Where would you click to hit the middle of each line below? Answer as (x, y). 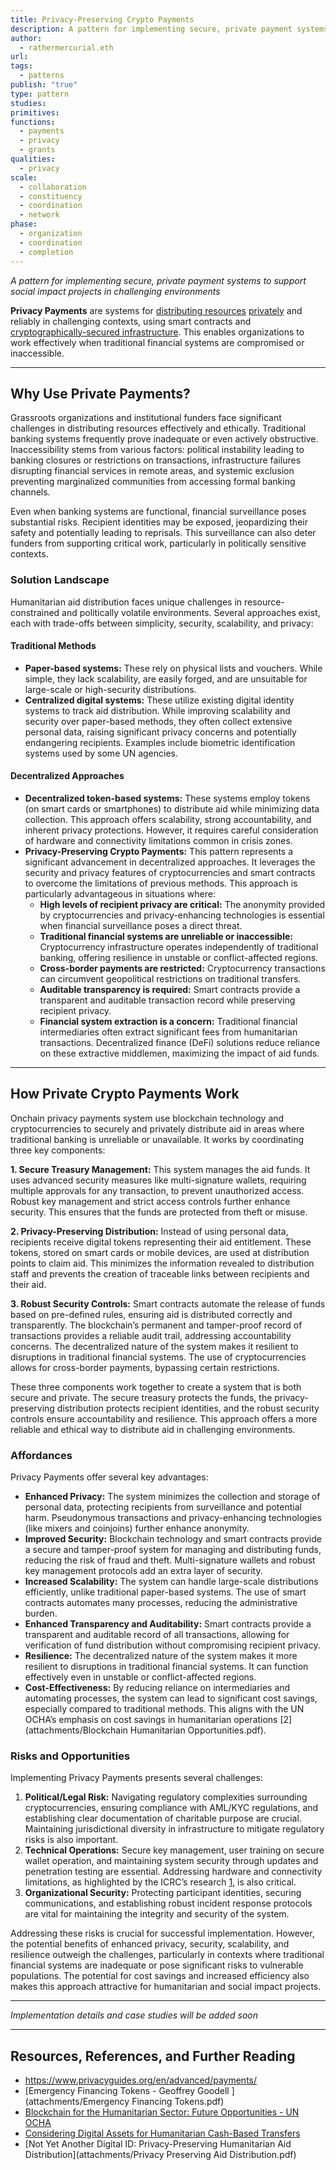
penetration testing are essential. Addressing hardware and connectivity (173, 1872)
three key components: (58, 1150)
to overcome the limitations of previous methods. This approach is (161, 883)
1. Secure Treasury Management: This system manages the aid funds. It (160, 1169)
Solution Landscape (60, 580)
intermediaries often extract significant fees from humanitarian (168, 1032)
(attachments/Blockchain (76, 1730)
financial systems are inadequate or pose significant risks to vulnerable (157, 1965)
